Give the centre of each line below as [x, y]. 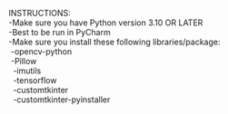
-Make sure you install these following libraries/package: [114, 42]
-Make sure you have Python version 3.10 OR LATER [106, 23]
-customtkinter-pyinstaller [61, 100]
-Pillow [24, 61]
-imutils [27, 71]
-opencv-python [41, 52]
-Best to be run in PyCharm [59, 32]
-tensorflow [35, 80]
